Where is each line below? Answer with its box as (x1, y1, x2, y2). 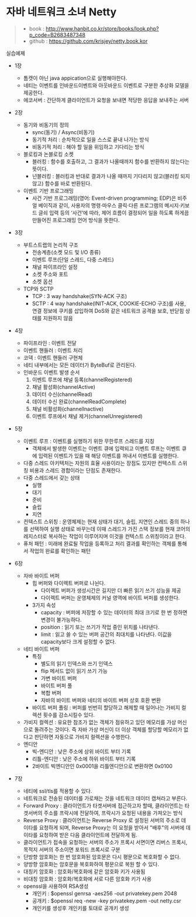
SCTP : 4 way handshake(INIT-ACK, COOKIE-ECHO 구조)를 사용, (32, 300, 186, 307)
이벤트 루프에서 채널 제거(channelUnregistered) (32, 412, 143, 419)
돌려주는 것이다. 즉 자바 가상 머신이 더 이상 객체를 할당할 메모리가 (34, 726, 183, 733)
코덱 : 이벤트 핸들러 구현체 (23, 354, 83, 361)
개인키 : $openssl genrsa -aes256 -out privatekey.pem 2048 (32, 889, 177, 897)
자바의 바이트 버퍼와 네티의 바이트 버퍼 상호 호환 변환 (40, 696, 161, 703)
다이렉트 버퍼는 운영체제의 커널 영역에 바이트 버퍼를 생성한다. (40, 594, 180, 601)
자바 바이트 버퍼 (23, 572, 60, 579)
